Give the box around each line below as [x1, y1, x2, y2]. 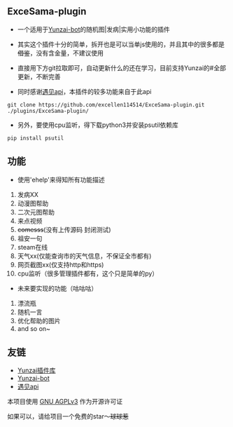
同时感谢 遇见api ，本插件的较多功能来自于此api [17, 87, 152, 95]
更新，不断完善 [17, 72, 61, 81]
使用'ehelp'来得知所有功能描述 [17, 175, 105, 184]
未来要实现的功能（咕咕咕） [17, 284, 98, 292]
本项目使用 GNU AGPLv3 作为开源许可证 [7, 398, 123, 406]
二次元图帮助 [17, 208, 55, 216]
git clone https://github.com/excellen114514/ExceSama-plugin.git [7, 101, 205, 108]
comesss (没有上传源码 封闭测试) [17, 225, 111, 233]
